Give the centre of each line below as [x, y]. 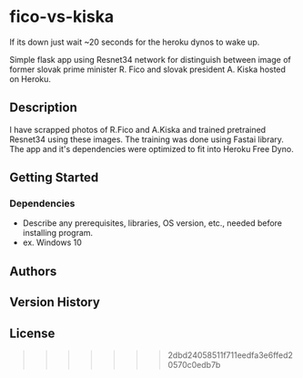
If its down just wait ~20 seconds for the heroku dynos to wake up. [135, 42]
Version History [55, 302]
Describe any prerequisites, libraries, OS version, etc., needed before [152, 223]
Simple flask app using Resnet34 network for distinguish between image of [150, 59]
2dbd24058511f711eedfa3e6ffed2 [231, 355]
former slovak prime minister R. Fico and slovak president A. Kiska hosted [148, 69]
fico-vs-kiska [62, 17]
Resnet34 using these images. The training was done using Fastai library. [147, 139]
